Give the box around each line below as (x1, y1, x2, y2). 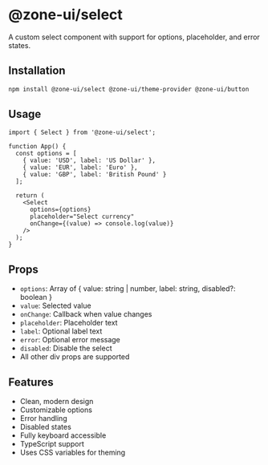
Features (8, 375, 54, 389)
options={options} (29, 206, 91, 214)
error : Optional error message (19, 335, 120, 345)
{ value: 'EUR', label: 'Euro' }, (22, 164, 138, 172)
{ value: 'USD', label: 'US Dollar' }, (22, 156, 156, 165)
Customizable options (19, 405, 92, 414)
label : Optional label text (19, 326, 103, 336)
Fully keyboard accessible (19, 431, 107, 440)
